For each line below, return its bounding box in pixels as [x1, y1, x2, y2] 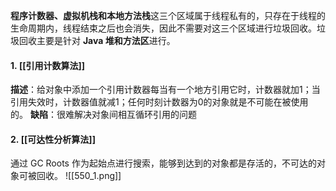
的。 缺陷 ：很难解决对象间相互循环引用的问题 [10, 109, 197, 121]
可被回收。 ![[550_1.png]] [18, 170, 122, 182]
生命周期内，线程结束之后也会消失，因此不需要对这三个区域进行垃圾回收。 [10, 22, 317, 34]
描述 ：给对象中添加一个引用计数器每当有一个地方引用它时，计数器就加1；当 [10, 84, 321, 96]
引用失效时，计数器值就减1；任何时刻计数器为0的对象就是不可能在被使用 [10, 96, 309, 108]
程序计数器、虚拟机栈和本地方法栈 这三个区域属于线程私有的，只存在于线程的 [10, 10, 326, 21]
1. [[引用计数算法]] [10, 59, 86, 71]
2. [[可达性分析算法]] [10, 133, 96, 145]
